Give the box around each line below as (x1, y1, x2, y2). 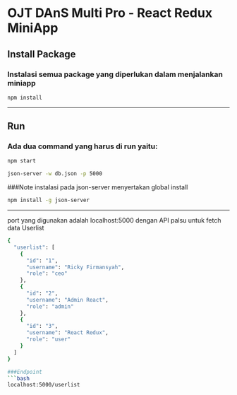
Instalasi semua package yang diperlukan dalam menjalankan (7, 69, 224, 79)
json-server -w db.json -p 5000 (7, 170, 102, 177)
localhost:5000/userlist (7, 382, 80, 389)
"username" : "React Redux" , (25, 329, 109, 336)
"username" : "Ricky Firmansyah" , (25, 264, 125, 271)
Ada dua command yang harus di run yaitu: (7, 141, 158, 151)
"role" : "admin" (25, 302, 74, 310)
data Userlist (7, 224, 44, 232)
